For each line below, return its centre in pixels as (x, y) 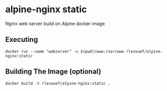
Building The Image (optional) (53, 72)
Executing (22, 40)
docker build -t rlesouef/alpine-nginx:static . (58, 83)
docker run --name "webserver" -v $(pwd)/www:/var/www (65, 51)
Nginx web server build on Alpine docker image (55, 24)
